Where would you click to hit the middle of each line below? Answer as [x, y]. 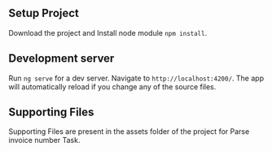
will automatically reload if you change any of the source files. [112, 86]
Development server [61, 59]
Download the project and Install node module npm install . [108, 32]
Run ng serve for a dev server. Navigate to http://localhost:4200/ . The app [136, 78]
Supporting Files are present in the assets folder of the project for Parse [129, 132]
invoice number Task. [44, 140]
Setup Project [44, 13]
